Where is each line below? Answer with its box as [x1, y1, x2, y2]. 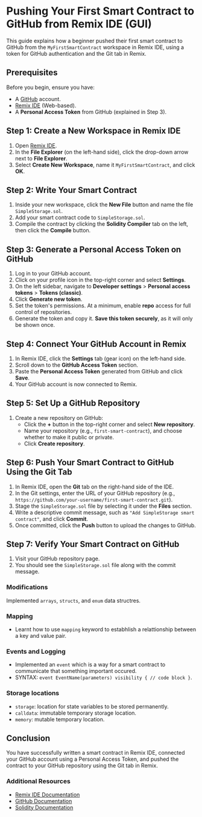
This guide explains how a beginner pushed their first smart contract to [6, 37, 183, 44]
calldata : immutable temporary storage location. [14, 709, 137, 717]
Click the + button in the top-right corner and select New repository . [24, 421, 195, 428]
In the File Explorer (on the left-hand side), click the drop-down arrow [14, 148, 189, 156]
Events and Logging [6, 647, 66, 655]
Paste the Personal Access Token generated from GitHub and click [14, 368, 183, 375]
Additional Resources [6, 777, 71, 786]
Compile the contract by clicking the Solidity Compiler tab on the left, [14, 220, 189, 228]
